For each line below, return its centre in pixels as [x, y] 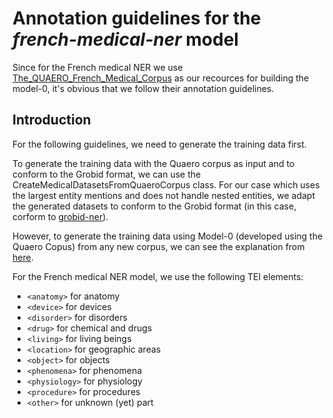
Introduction [52, 120]
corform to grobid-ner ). [60, 216]
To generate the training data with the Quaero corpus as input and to [153, 163]
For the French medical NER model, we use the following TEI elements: [158, 276]
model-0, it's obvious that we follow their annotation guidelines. [143, 88]
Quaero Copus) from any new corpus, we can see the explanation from [158, 246]
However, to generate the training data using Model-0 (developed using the [168, 236]
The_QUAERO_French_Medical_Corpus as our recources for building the [161, 78]
